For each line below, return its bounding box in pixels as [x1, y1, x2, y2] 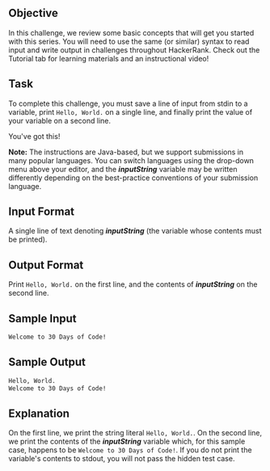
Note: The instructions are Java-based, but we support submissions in [8, 147, 244, 157]
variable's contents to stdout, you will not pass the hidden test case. [8, 454, 235, 464]
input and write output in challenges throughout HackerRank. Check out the [8, 44, 260, 55]
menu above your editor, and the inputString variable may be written [8, 164, 238, 174]
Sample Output [8, 355, 86, 369]
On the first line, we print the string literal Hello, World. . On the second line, [8, 428, 263, 438]
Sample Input [8, 311, 77, 326]
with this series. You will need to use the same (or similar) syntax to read [8, 36, 250, 46]
